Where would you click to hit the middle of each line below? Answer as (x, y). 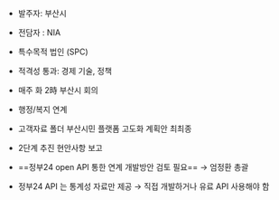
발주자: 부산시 (42, 13)
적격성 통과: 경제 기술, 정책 (65, 71)
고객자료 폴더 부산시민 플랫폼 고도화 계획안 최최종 (105, 129)
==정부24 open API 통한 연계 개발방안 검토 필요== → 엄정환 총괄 (133, 167)
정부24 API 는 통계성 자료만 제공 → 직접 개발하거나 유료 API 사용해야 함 (144, 186)
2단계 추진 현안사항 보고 (60, 148)
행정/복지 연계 (42, 110)
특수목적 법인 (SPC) (53, 52)
